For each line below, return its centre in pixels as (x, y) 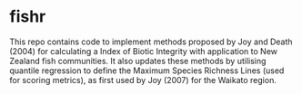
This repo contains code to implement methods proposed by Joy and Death (151, 42)
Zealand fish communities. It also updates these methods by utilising (138, 61)
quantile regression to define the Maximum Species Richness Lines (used (147, 70)
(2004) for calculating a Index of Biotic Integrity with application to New (144, 51)
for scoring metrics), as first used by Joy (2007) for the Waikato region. (143, 80)
